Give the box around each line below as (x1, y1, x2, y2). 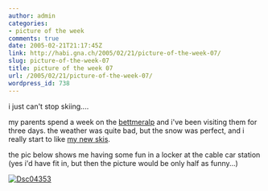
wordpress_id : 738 (8, 79, 70, 87)
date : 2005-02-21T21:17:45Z (8, 42, 103, 50)
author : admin (8, 11, 56, 20)
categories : (8, 19, 48, 27)
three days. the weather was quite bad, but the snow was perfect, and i (8, 126, 245, 135)
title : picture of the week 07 (8, 64, 113, 73)
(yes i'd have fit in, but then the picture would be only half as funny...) (8, 158, 239, 168)
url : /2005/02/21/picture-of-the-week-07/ (8, 72, 153, 80)
